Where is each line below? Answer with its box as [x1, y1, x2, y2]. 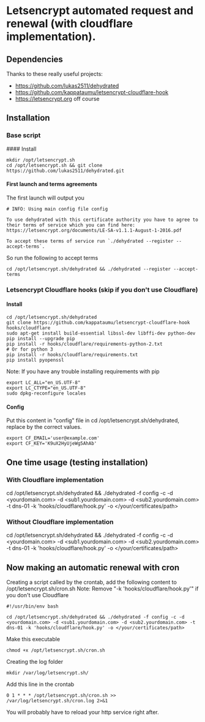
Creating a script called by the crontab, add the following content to [6, 579, 177, 586]
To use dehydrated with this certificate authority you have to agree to [6, 217, 199, 223]
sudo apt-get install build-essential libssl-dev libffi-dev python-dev [6, 330, 196, 337]
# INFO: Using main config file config [6, 206, 108, 212]
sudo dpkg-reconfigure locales [6, 390, 86, 396]
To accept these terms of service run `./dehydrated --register [6, 238, 174, 244]
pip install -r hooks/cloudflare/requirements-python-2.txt [6, 341, 163, 348]
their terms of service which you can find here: [6, 221, 136, 228]
